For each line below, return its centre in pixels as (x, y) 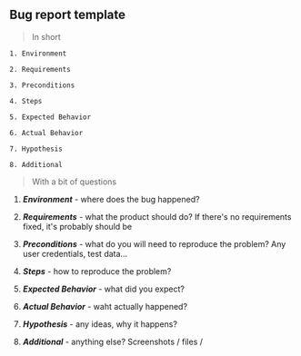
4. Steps (26, 101)
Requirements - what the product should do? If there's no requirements (157, 216)
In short (46, 36)
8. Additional (36, 164)
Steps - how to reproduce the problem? (97, 271)
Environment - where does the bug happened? (111, 199)
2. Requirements (40, 69)
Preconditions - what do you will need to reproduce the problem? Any (154, 243)
